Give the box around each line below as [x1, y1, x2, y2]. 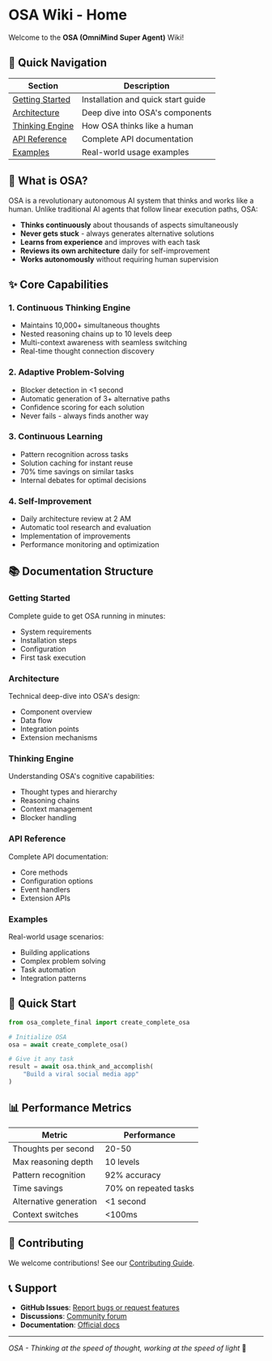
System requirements [19, 627, 92, 636]
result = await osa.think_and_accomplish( [8, 1063, 154, 1071]
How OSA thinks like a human [81, 120, 194, 131]
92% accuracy [104, 1169, 162, 1180]
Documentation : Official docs [19, 1320, 120, 1330]
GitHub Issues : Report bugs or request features [19, 1303, 180, 1312]
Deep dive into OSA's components [81, 107, 212, 118]
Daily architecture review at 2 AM [19, 514, 132, 524]
